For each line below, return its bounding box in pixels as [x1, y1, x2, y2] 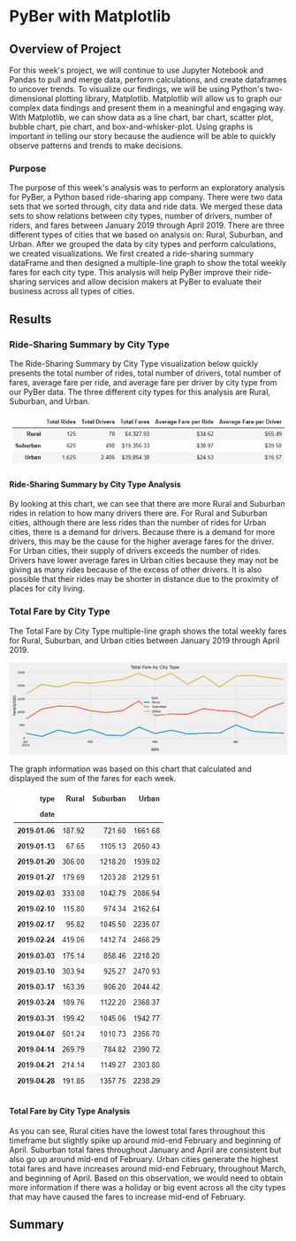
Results [9, 312, 52, 327]
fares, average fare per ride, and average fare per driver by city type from [9, 376, 277, 387]
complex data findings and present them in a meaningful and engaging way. [9, 103, 285, 112]
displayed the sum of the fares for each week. [9, 773, 177, 784]
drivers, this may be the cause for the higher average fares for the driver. [9, 536, 275, 547]
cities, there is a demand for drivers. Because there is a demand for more [9, 527, 276, 538]
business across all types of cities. [9, 286, 135, 297]
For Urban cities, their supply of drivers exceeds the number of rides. [9, 546, 262, 556]
